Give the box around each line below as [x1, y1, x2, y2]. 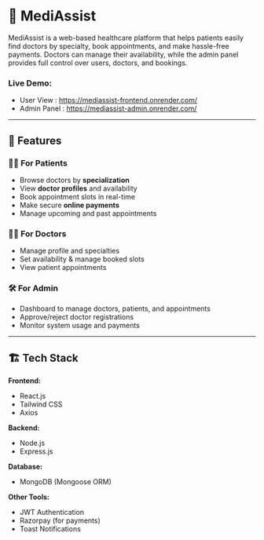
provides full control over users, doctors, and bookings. [8, 58, 188, 67]
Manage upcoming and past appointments [19, 208, 157, 218]
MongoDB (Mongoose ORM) [19, 477, 112, 487]
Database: [8, 462, 43, 472]
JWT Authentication [19, 508, 85, 517]
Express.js [19, 447, 53, 456]
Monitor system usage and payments [19, 320, 140, 330]
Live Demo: [8, 78, 53, 89]
